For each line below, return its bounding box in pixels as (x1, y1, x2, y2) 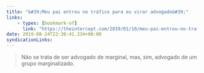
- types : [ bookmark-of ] (17, 20, 78, 26)
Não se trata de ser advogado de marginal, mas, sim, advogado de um (21, 54, 197, 60)
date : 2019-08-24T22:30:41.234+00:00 (6, 31, 102, 37)
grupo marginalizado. (21, 60, 75, 67)
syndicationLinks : (6, 37, 53, 43)
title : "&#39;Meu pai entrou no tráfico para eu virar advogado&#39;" (6, 8, 189, 15)
